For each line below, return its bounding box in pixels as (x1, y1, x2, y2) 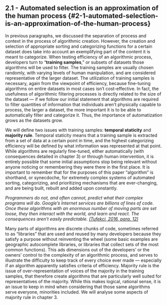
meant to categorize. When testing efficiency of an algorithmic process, (5, 54, 153, 60)
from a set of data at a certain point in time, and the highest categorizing (5, 137, 154, 143)
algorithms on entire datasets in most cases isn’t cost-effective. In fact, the (5, 86, 159, 92)
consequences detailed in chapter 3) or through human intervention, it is (5, 153, 154, 159)
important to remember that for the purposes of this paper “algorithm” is (5, 169, 154, 175)
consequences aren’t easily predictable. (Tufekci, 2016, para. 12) (5, 216, 139, 222)
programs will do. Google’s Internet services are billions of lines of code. (5, 200, 154, 206)
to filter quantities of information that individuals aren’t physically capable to (5, 102, 162, 107)
